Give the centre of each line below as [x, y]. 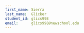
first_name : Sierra [25, 9]
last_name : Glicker [26, 14]
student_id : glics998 [27, 18]
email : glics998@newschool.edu [42, 23]
